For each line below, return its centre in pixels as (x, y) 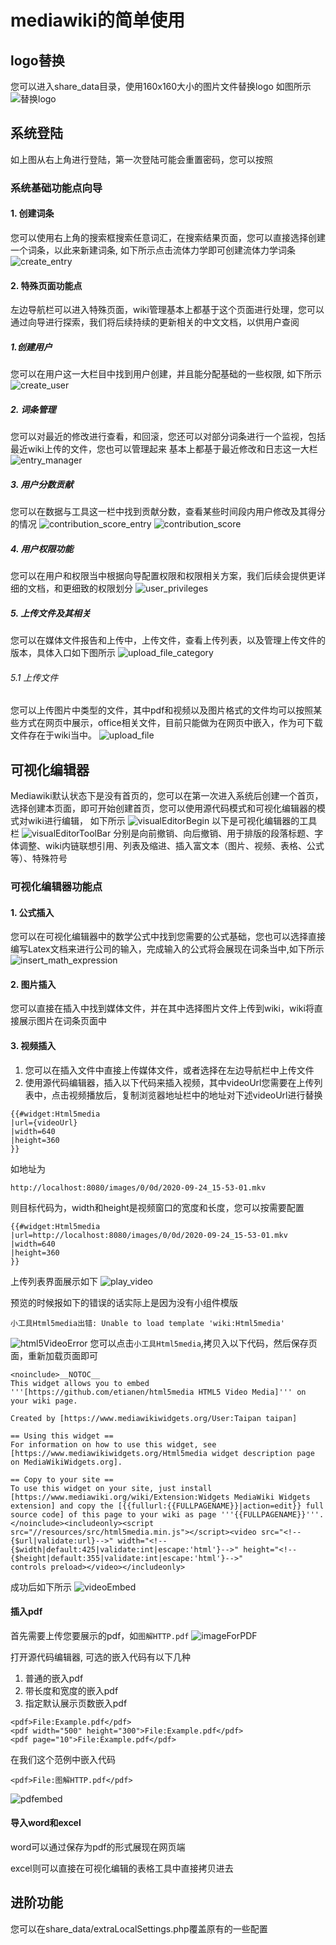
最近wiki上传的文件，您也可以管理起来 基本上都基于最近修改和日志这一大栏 (164, 449)
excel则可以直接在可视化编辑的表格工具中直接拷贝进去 (122, 1868)
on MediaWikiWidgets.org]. (66, 1462)
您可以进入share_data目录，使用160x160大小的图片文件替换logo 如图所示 (161, 86)
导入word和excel (46, 1823)
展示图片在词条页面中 (62, 1021)
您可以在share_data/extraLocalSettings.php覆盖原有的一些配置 (139, 1928)
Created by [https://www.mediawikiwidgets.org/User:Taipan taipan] (154, 1418)
